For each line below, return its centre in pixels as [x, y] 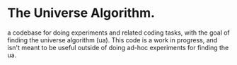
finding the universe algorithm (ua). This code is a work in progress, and [112, 40]
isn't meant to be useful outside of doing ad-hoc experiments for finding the [118, 47]
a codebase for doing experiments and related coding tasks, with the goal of [118, 32]
